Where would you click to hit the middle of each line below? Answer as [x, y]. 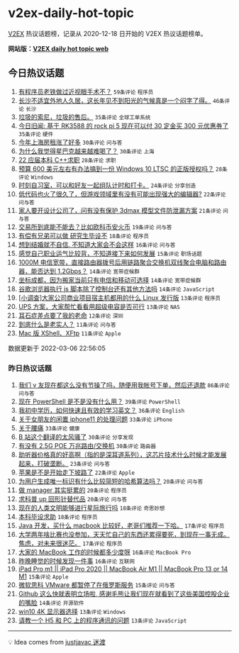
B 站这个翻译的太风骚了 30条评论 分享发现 [76, 437]
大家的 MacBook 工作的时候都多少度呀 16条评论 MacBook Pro [105, 552]
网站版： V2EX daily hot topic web [59, 48]
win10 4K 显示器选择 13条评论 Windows [72, 612]
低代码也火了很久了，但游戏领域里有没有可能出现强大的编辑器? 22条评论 [122, 194]
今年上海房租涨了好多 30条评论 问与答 [70, 142]
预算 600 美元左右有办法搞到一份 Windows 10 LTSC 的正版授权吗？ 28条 [123, 169]
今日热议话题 [36, 73]
